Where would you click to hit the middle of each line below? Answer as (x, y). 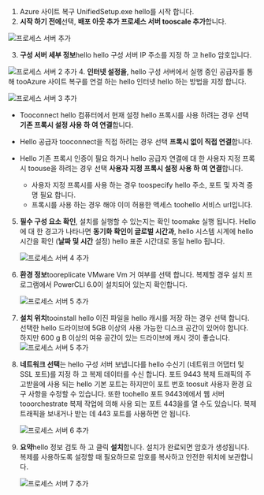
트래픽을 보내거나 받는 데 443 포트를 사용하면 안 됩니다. (105, 413)
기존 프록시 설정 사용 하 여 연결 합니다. (76, 125)
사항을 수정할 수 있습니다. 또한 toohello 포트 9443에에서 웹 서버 (126, 394)
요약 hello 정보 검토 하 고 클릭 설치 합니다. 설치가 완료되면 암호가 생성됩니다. (134, 447)
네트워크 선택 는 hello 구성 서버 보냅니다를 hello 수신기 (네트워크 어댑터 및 (132, 364)
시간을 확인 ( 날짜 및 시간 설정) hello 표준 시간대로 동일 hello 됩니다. (122, 241)
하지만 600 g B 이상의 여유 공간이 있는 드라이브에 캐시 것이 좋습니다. (125, 338)
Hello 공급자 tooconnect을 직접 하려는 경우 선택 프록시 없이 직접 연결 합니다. (136, 141)
